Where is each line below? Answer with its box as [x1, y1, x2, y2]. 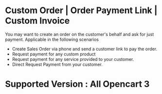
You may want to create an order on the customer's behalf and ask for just [5, 31, 154, 37]
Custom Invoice [5, 15, 70, 26]
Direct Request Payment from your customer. [12, 61, 103, 67]
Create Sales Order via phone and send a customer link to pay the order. [12, 46, 157, 52]
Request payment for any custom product [12, 51, 96, 57]
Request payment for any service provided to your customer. [12, 56, 134, 62]
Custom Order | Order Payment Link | [5, 5, 158, 16]
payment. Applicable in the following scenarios [5, 37, 99, 42]
